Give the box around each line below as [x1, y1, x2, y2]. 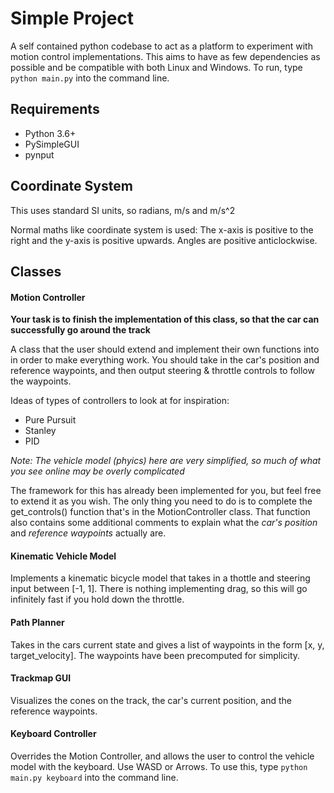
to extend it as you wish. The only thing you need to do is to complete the [10, 495, 313, 507]
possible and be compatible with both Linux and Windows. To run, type [10, 61, 303, 73]
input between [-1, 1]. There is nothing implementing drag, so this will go [10, 583, 308, 595]
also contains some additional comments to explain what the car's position [10, 517, 318, 529]
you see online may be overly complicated [10, 465, 185, 477]
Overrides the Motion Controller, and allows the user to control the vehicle [10, 750, 315, 762]
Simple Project [10, 7, 135, 30]
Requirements [10, 101, 100, 118]
